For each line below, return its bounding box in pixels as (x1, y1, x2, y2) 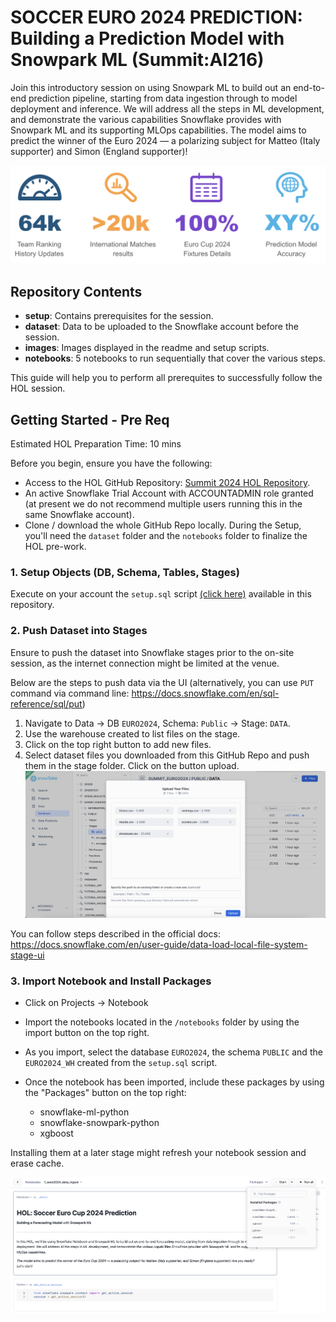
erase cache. (10, 1157, 65, 1169)
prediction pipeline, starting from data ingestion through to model (28, 92, 298, 104)
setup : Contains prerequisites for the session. (24, 310, 214, 322)
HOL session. (10, 382, 66, 395)
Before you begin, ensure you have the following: (10, 457, 213, 470)
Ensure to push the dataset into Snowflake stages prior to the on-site (10, 646, 295, 658)
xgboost (39, 1127, 74, 1139)
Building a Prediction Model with (10, 27, 285, 50)
